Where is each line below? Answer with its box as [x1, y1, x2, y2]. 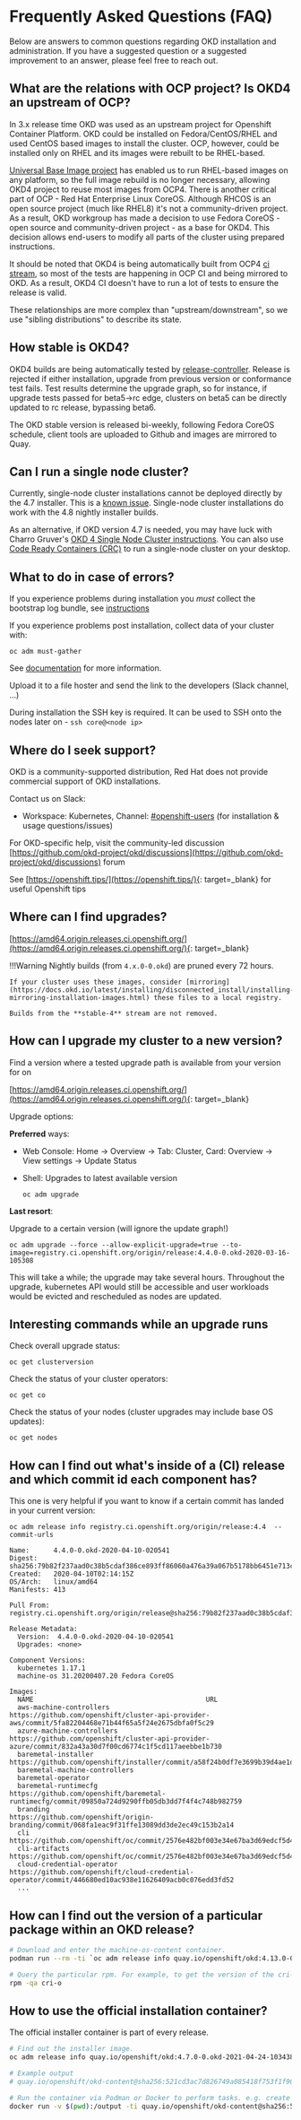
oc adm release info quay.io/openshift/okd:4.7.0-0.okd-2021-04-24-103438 [9, 2053, 295, 2062]
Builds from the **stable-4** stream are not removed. [9, 1009, 219, 1018]
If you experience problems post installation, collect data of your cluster [9, 621, 275, 631]
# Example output [9, 2069, 74, 2078]
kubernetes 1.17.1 [17, 1664, 87, 1673]
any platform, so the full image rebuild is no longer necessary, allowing [9, 174, 271, 185]
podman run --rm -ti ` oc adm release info [9, 1953, 170, 1963]
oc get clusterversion [9, 1358, 94, 1367]
